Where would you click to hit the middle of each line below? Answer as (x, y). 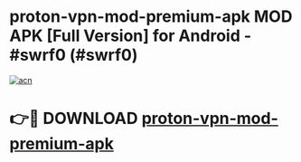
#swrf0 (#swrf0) (74, 55)
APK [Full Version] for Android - (131, 36)
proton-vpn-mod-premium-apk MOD (151, 17)
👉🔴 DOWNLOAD (74, 119)
